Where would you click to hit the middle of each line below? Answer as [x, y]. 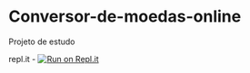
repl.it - [22, 59]
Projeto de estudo [42, 41]
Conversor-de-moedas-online [125, 17]
